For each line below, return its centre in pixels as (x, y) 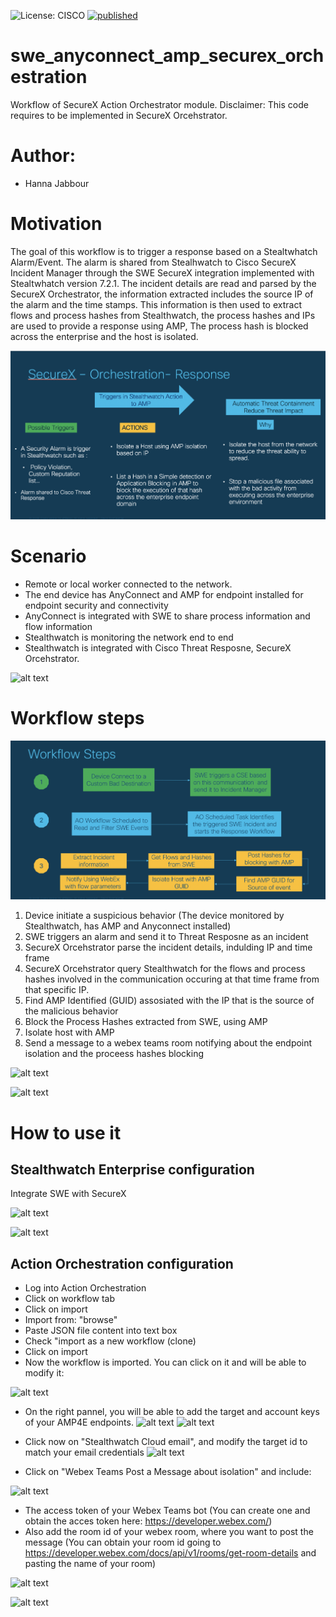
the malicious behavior (71, 1011)
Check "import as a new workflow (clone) (110, 1341)
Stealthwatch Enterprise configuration (132, 1169)
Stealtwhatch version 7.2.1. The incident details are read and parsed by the (163, 283)
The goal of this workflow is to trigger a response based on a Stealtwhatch (164, 251)
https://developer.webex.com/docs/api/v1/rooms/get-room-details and (170, 1553)
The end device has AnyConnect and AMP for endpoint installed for (164, 595)
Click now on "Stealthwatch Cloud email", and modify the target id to (166, 1442)
